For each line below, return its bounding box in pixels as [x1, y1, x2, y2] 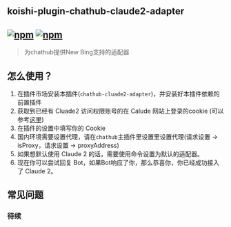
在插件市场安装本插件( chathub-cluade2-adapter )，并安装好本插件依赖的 [17, 89, 220, 98]
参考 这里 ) [17, 116, 44, 124]
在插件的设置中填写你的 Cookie [17, 124, 106, 133]
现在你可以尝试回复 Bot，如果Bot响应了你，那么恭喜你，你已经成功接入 [17, 158, 220, 167]
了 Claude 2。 [17, 167, 57, 175]
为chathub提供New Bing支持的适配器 [23, 48, 130, 56]
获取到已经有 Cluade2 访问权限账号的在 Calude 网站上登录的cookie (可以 [17, 107, 224, 116]
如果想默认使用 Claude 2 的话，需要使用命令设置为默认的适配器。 [17, 150, 203, 158]
